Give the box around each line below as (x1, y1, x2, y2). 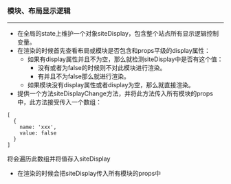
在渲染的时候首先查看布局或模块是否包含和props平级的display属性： (16, 47, 211, 55)
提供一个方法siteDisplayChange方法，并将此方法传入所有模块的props (16, 89, 213, 97)
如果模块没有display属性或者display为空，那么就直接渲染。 (27, 81, 195, 89)
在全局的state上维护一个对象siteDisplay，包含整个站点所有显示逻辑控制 (16, 30, 219, 38)
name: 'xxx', (19, 124, 57, 131)
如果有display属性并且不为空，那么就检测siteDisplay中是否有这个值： (27, 55, 223, 63)
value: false (19, 130, 57, 137)
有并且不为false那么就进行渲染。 (37, 72, 131, 80)
